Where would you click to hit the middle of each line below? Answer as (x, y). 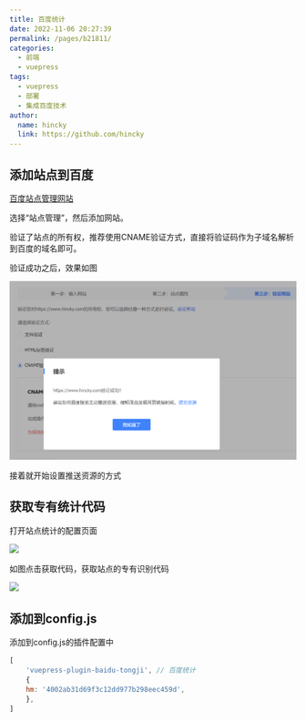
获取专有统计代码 (57, 507)
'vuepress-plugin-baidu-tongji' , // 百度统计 (111, 670)
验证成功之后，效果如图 (53, 268)
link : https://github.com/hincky (81, 135)
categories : (32, 48)
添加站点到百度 (51, 174)
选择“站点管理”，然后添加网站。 (69, 218)
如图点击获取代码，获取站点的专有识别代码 (89, 568)
